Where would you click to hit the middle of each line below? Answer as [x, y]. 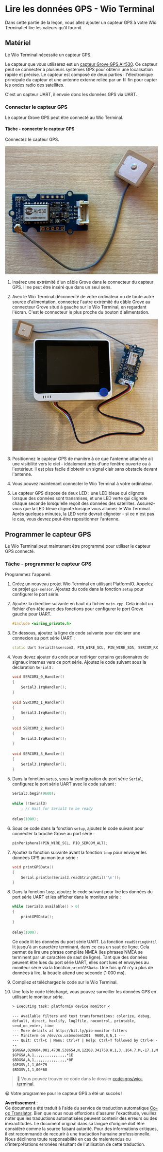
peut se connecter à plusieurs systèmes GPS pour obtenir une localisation [79, 69]
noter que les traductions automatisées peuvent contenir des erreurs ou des [81, 1118]
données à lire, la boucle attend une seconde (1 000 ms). [69, 973]
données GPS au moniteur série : [45, 857]
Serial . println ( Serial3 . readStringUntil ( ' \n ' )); [71, 877]
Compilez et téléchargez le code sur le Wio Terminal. [65, 982]
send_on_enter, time [33, 1026]
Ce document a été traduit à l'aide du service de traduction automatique [77, 1108]
